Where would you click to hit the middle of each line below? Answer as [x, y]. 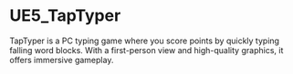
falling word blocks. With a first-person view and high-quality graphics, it [146, 50]
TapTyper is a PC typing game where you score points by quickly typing [145, 41]
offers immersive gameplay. [62, 60]
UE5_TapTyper [65, 16]
